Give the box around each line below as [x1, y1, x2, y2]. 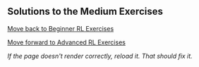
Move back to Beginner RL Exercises [7, 24, 114, 32]
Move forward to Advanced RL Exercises [7, 38, 126, 47]
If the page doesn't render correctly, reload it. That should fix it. [7, 51, 193, 60]
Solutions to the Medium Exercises [7, 6, 164, 18]
